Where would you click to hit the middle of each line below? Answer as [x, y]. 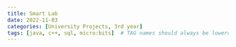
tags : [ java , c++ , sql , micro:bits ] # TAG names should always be [108, 33]
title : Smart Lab [33, 13]
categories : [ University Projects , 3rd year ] [75, 26]
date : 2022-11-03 [33, 20]
